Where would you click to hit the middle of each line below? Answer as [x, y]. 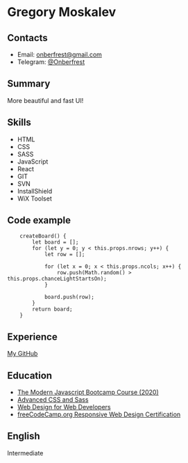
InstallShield [35, 191]
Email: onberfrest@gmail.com [60, 54]
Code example [39, 220]
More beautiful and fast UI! [45, 100]
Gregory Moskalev [62, 12]
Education [30, 376]
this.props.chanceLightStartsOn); [57, 279]
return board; [52, 309]
